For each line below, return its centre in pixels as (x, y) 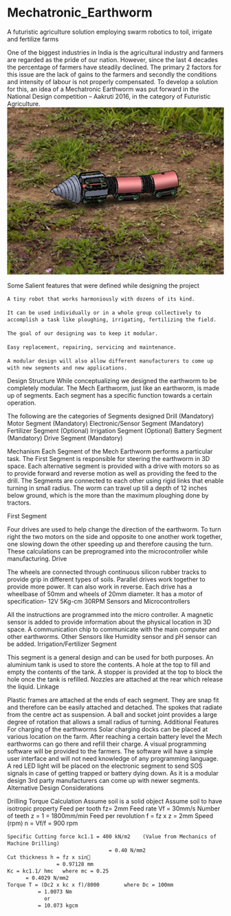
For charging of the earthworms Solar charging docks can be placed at (108, 729)
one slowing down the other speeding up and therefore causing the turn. (110, 544)
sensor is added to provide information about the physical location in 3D (109, 622)
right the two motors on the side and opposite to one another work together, (115, 536)
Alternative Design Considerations (56, 788)
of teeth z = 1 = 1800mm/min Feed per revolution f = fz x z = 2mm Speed (110, 815)
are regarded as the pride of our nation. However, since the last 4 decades (113, 59)
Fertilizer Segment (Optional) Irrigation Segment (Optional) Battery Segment (114, 430)
